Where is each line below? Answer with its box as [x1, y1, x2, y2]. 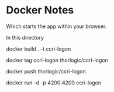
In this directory [6, 34, 44, 41]
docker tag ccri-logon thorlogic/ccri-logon [6, 56, 108, 63]
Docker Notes [6, 3, 74, 17]
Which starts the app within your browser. [6, 23, 107, 30]
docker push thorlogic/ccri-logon [6, 68, 86, 75]
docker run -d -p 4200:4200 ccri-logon [6, 79, 102, 86]
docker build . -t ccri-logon [6, 45, 71, 52]
